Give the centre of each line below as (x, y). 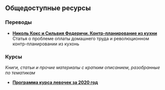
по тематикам (20, 73)
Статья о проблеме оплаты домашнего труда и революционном (81, 38)
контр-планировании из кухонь (46, 44)
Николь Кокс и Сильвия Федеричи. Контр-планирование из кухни (85, 33)
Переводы (19, 22)
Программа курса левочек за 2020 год (55, 82)
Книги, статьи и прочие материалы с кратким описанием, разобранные (82, 67)
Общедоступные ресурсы (48, 8)
